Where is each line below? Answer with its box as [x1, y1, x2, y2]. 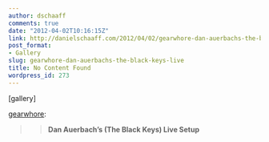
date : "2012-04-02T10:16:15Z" [8, 26, 110, 34]
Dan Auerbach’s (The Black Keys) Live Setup [47, 124, 200, 134]
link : [8, 34, 26, 43]
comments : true [8, 19, 59, 27]
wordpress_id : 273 [8, 71, 70, 79]
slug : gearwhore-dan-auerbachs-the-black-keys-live [8, 57, 184, 65]
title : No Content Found [8, 64, 91, 72]
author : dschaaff [8, 11, 66, 20]
